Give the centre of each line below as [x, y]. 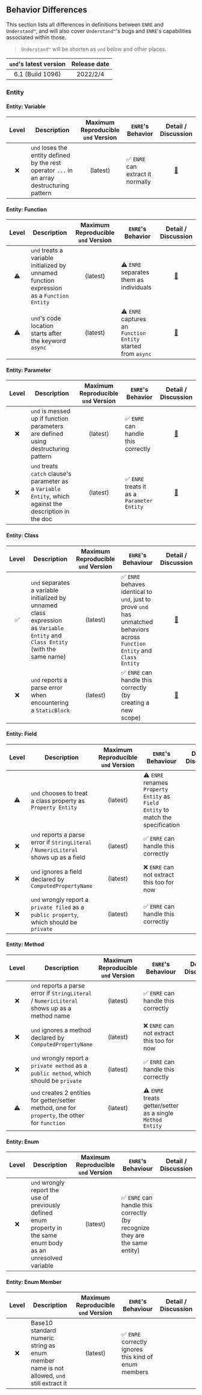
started [131, 346]
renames [156, 782]
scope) [131, 718]
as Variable [47, 628]
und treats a [47, 251]
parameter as [50, 481]
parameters [47, 426]
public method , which [61, 1073]
